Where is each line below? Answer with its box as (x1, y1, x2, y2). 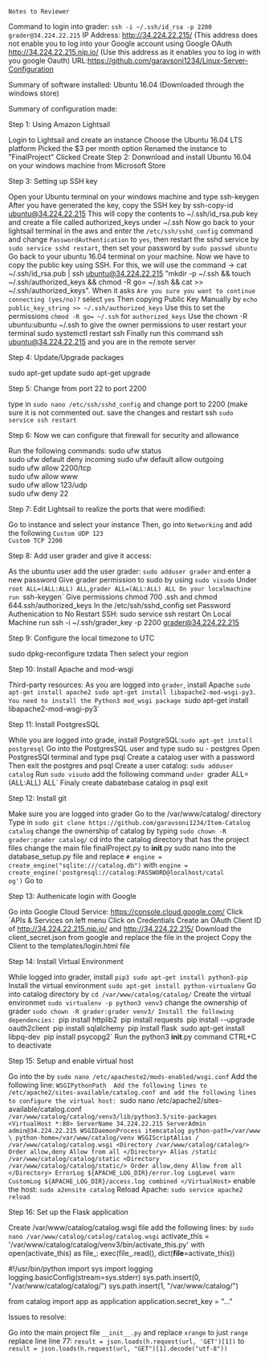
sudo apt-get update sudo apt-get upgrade (8, 368, 151, 378)
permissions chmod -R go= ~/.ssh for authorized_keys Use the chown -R (8, 312, 248, 321)
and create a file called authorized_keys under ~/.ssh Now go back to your (8, 218, 255, 227)
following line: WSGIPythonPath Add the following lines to (8, 1081, 207, 1089)
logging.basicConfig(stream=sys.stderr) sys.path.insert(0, (8, 1273, 201, 1281)
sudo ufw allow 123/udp (8, 480, 88, 489)
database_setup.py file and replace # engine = (8, 852, 162, 861)
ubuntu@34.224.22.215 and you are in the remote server (8, 337, 196, 346)
